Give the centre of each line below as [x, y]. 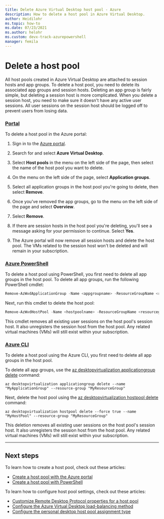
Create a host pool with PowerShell [47, 482]
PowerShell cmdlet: [24, 285]
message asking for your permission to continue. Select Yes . [73, 231]
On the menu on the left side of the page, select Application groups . [81, 177]
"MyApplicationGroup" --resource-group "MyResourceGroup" [65, 389]
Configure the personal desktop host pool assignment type [71, 512]
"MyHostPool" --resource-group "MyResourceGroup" [57, 416]
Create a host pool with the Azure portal [52, 477]
